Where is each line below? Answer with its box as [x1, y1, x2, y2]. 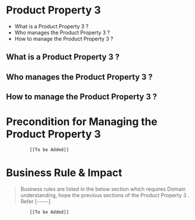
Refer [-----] [20, 198, 51, 205]
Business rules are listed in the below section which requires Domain [20, 185, 186, 193]
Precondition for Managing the [6, 115, 158, 128]
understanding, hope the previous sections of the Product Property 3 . [20, 191, 190, 198]
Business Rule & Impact [6, 166, 123, 180]
